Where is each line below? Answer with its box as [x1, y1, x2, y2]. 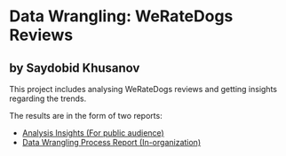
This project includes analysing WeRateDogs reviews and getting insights [9, 84, 278, 94]
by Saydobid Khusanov [9, 60, 140, 75]
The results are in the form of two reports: [9, 111, 163, 121]
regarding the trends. [9, 93, 87, 104]
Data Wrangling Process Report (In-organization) [21, 137, 202, 147]
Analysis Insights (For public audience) [21, 128, 164, 138]
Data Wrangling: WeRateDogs [9, 6, 234, 27]
